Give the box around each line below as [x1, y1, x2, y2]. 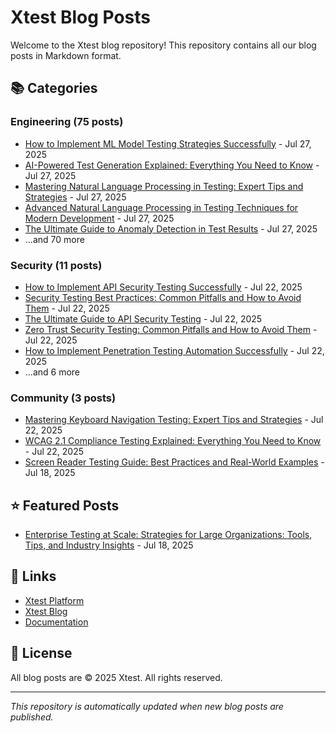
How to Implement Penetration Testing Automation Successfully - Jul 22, [24, 344, 325, 356]
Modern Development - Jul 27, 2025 [24, 212, 175, 224]
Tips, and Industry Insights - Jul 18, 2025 [24, 539, 194, 551]
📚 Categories [10, 80, 98, 97]
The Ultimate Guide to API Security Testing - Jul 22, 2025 [24, 312, 263, 325]
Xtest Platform [24, 594, 85, 606]
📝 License [10, 645, 73, 662]
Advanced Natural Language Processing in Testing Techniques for [24, 201, 299, 213]
